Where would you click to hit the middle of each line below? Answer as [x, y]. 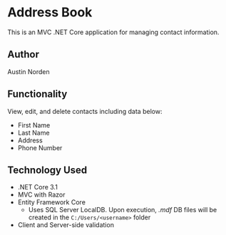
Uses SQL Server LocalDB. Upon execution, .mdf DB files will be [123, 210]
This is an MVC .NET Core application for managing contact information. [113, 32]
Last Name [34, 132]
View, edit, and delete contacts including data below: [85, 111]
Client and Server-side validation [66, 225]
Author [23, 54]
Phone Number [40, 147]
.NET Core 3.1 [38, 187]
